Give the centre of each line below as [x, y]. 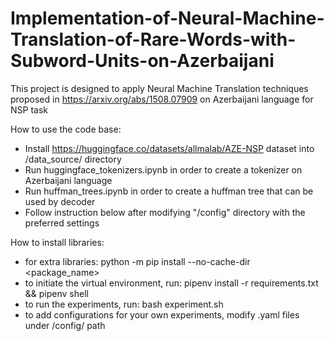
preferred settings [62, 223]
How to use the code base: [66, 129]
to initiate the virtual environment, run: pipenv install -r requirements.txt [171, 283]
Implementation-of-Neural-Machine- [167, 18]
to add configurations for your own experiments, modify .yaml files [162, 314]
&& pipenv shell [56, 293]
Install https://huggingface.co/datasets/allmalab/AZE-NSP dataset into [169, 148]
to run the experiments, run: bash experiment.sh [124, 304]
